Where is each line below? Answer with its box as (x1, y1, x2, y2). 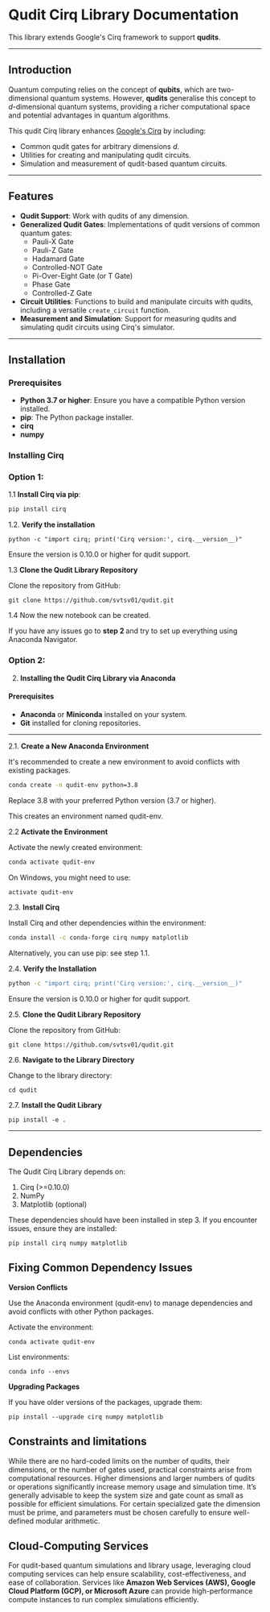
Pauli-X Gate (31, 236, 74, 247)
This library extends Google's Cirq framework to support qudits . (8, 32, 221, 42)
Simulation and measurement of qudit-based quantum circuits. (19, 159, 227, 168)
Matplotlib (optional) (19, 1200, 88, 1209)
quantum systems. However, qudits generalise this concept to (50, 93, 256, 102)
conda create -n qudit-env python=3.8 (8, 781, 138, 789)
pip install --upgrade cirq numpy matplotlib (8, 1412, 163, 1421)
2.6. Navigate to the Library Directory (8, 1055, 135, 1065)
